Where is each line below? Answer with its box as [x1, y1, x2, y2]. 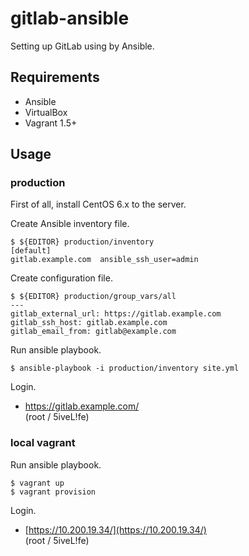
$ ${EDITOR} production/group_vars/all [10, 292, 177, 302]
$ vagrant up [10, 478, 65, 488]
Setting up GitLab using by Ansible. [10, 40, 155, 52]
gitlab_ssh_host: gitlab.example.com [10, 318, 168, 328]
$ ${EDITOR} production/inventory [10, 237, 155, 247]
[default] [10, 246, 52, 256]
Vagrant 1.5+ [24, 117, 78, 129]
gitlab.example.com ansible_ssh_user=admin [10, 255, 199, 265]
